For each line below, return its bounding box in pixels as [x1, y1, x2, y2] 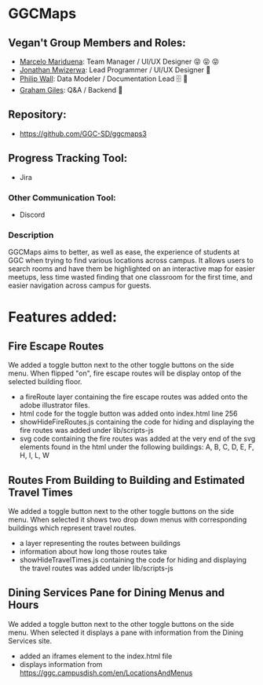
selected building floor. [8, 377, 82, 386]
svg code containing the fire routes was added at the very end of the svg [19, 434, 256, 444]
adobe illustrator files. [19, 401, 90, 410]
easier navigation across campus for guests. [8, 280, 152, 291]
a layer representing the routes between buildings [19, 539, 181, 548]
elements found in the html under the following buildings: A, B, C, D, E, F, [19, 442, 254, 452]
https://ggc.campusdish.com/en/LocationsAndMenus [19, 668, 193, 677]
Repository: [8, 108, 67, 122]
